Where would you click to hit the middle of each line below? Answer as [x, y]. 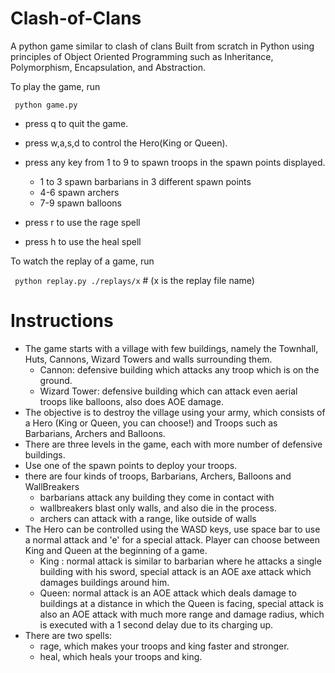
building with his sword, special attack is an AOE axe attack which [175, 571]
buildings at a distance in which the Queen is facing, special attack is [182, 603]
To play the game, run [55, 86]
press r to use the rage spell [82, 222]
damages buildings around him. [104, 582]
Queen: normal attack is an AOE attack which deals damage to [168, 593]
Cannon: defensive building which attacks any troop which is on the [179, 369]
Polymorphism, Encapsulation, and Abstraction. [108, 67]
